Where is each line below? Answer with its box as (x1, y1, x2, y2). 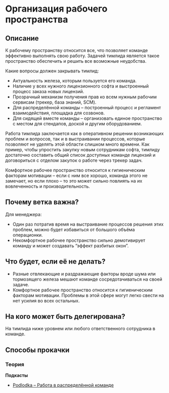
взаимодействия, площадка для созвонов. (12, 110, 105, 116)
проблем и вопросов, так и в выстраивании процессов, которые (5, 136, 145, 142)
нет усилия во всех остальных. (12, 297, 80, 303)
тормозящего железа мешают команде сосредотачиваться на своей (12, 276, 162, 282)
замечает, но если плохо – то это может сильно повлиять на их (5, 178, 143, 184)
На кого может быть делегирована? (5, 312, 125, 321)
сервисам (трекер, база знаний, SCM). (12, 99, 97, 105)
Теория (5, 361, 24, 368)
